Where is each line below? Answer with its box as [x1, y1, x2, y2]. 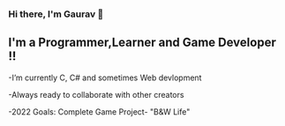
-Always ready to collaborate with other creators [8, 89, 184, 100]
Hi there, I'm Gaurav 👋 [8, 8, 104, 20]
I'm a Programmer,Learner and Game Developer [8, 35, 277, 50]
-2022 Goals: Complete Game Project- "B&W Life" [8, 106, 191, 117]
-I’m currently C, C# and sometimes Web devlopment [8, 72, 202, 83]
